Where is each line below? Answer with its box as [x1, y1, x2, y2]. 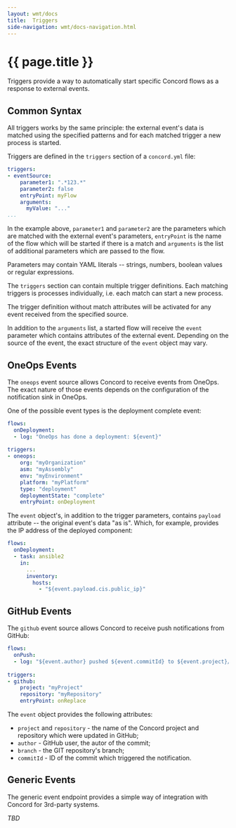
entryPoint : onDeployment [20, 498, 96, 506]
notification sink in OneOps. [7, 392, 88, 401]
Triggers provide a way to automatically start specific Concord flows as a [7, 77, 219, 85]
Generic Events [7, 774, 76, 786]
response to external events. [7, 84, 90, 93]
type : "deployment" [20, 485, 77, 493]
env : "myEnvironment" [20, 472, 83, 479]
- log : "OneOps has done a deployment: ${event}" [13, 433, 162, 440]
